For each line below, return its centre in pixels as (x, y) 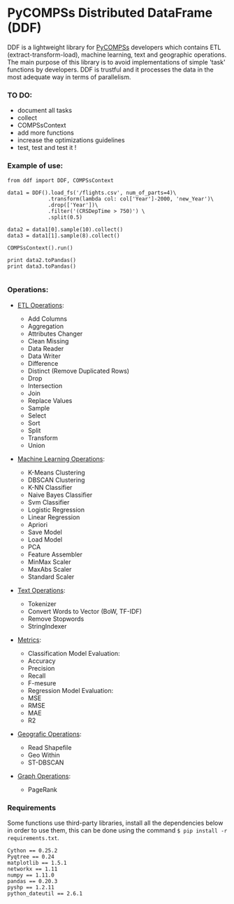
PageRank (42, 789)
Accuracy (42, 661)
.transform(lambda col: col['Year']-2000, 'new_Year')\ (131, 199)
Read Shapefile (50, 747)
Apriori (37, 524)
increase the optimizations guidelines (71, 140)
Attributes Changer (55, 334)
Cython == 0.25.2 (32, 851)
